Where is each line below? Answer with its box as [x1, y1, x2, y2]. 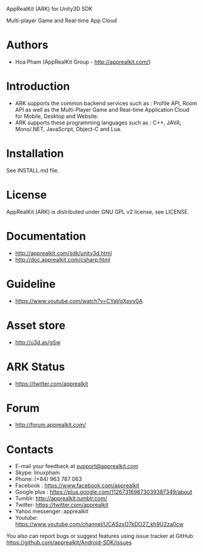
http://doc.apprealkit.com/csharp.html [15, 256, 111, 263]
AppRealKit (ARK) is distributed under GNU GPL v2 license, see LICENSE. [6, 208, 190, 215]
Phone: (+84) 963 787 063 [15, 475, 82, 483]
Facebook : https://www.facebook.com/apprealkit [15, 482, 139, 489]
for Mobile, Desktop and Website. [15, 112, 99, 120]
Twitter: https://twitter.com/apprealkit [15, 501, 108, 509]
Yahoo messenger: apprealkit [15, 508, 89, 515]
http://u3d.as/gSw [15, 338, 61, 346]
